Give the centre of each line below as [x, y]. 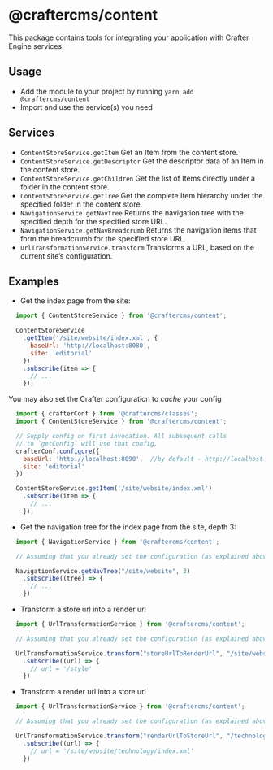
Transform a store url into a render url [83, 609]
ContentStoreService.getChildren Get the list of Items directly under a [138, 178]
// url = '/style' [61, 668]
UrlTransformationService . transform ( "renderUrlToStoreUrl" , [119, 736]
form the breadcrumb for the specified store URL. [103, 238]
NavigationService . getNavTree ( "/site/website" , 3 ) [103, 571]
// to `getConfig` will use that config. [87, 444]
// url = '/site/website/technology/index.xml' [112, 751]
